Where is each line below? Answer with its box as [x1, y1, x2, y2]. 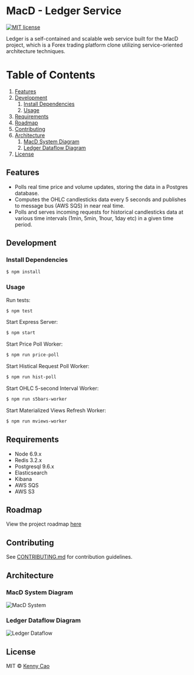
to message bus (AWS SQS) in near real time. [14, 202, 125, 209]
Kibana [14, 475, 32, 482]
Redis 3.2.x [14, 456, 42, 464]
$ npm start [6, 330, 35, 336]
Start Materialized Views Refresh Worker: [6, 407, 106, 414]
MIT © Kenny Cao [6, 663, 50, 670]
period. [14, 221, 32, 228]
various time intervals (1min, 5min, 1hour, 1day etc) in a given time [14, 214, 174, 222]
